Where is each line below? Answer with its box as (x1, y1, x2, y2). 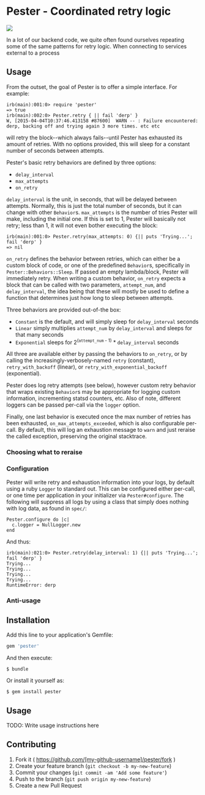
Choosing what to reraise (6, 448, 83, 456)
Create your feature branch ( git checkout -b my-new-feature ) (15, 762, 172, 769)
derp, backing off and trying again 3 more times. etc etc (6, 123, 160, 129)
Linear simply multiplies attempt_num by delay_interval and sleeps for (15, 324, 193, 332)
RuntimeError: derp (6, 582, 56, 588)
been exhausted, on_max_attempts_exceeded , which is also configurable (6, 420, 185, 427)
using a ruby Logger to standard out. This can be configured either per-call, (6, 485, 196, 492)
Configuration (6, 464, 49, 473)
